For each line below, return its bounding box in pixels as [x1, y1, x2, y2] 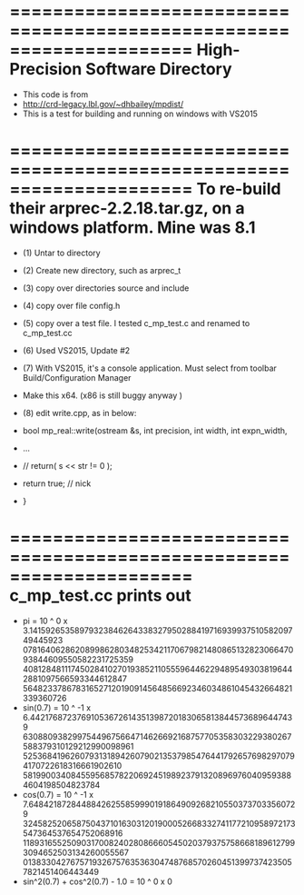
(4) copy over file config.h [22, 300, 121, 311]
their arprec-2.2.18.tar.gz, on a [9, 198, 245, 219]
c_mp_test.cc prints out [9, 585, 192, 606]
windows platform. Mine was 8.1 [9, 217, 256, 238]
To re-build [196, 179, 281, 200]
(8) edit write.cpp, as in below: [22, 407, 137, 418]
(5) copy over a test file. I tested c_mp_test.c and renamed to [22, 317, 250, 328]
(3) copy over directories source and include [22, 283, 190, 293]
